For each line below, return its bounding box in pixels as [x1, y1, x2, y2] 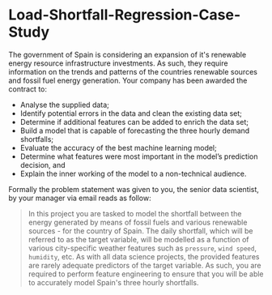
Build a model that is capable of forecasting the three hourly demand [19, 126, 250, 135]
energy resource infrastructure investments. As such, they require [8, 58, 228, 68]
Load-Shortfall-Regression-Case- [8, 6, 241, 24]
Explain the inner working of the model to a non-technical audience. [19, 169, 247, 178]
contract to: [8, 83, 47, 94]
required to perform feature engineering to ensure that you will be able [28, 269, 265, 279]
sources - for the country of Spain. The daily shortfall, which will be [28, 225, 253, 236]
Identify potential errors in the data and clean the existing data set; [19, 108, 243, 118]
